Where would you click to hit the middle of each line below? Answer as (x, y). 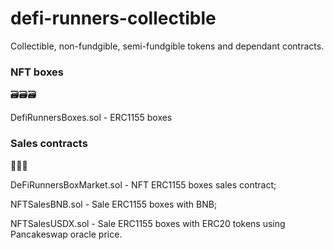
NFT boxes (37, 72)
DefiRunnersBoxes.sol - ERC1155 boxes (91, 118)
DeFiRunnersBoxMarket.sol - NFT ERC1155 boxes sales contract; (143, 184)
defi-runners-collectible (113, 18)
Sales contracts (49, 144)
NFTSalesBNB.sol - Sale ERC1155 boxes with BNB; (114, 204)
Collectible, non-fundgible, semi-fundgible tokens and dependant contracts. (167, 46)
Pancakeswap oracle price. (66, 234)
